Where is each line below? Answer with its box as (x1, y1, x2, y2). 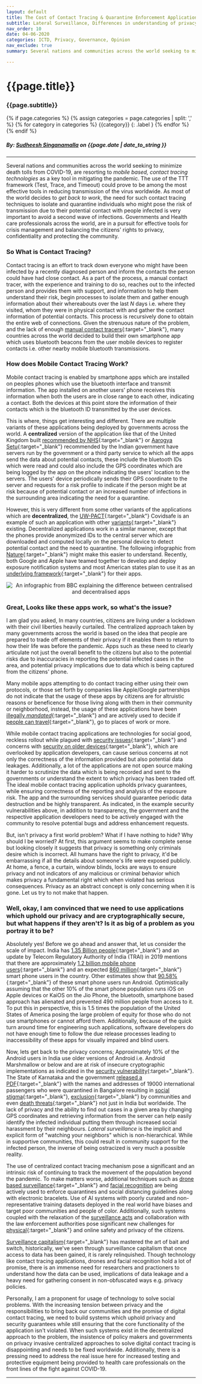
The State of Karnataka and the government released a (6, 1074, 142, 1081)
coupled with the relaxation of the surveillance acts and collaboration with (6, 1214, 189, 1221)
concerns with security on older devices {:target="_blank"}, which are (6, 743, 179, 750)
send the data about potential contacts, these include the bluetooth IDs (6, 456, 182, 463)
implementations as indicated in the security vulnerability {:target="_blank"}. (6, 1067, 194, 1075)
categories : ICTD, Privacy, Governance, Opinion (6, 37, 130, 43)
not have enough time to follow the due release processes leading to (6, 1030, 176, 1038)
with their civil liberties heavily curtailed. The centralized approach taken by (6, 623, 194, 630)
